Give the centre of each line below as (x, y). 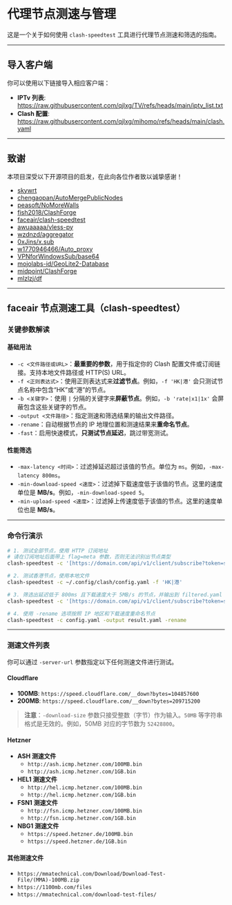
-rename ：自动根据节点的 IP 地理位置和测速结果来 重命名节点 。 (105, 425)
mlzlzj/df (30, 278)
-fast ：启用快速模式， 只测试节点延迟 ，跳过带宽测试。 (95, 433)
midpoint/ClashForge (47, 271)
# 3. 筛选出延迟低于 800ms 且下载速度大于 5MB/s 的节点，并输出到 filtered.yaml (115, 594)
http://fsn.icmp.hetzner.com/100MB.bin (85, 811)
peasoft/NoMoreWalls (48, 205)
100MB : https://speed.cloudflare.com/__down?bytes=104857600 (108, 693)
